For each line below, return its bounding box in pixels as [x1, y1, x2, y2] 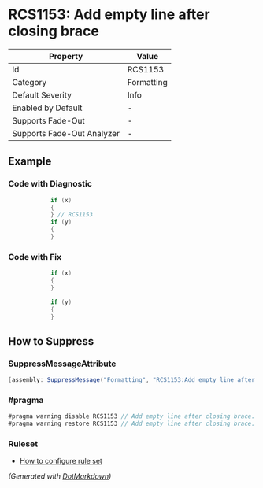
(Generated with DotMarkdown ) [8, 471, 112, 481]
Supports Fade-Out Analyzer [12, 128, 120, 139]
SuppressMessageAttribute [8, 358, 117, 369]
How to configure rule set [19, 457, 102, 466]
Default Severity [12, 89, 72, 100]
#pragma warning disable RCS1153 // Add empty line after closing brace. [8, 412, 256, 420]
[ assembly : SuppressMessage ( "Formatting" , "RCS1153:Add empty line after [8, 376, 256, 384]
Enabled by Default [12, 102, 83, 113]
